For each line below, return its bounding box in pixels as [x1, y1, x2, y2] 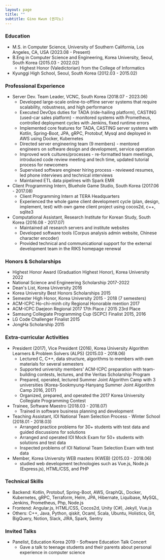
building [19, 371, 36, 377]
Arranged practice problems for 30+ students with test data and [19, 424, 150, 430]
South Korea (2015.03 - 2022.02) [12, 60, 80, 66]
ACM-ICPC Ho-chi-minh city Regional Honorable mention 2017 [12, 300, 140, 306]
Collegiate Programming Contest [19, 398, 86, 404]
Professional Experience [5, 82, 65, 89]
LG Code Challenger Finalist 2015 [12, 316, 80, 322]
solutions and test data [19, 440, 66, 446]
